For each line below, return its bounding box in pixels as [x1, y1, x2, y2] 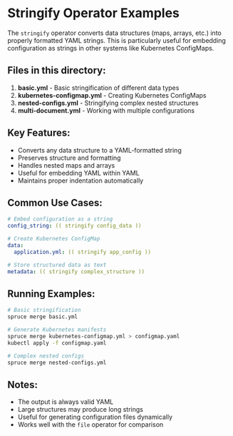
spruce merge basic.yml [7, 313, 78, 320]
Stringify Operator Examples [7, 5, 180, 21]
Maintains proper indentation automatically [17, 176, 144, 185]
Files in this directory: [7, 64, 106, 76]
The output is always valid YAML [17, 397, 114, 406]
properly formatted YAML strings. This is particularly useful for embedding [7, 36, 227, 44]
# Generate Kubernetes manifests [7, 326, 107, 333]
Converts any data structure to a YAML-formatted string [17, 146, 182, 154]
